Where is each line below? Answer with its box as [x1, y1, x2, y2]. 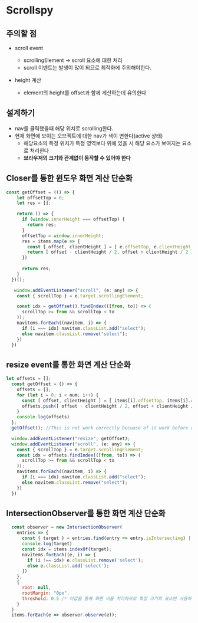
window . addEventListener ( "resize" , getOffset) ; [11, 435, 131, 441]
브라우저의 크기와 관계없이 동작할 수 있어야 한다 [23, 154, 131, 161]
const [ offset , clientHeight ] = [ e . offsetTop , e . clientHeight [27, 244, 192, 250]
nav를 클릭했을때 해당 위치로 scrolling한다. [14, 124, 114, 132]
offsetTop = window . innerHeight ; [21, 232, 104, 239]
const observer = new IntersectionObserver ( [11, 524, 123, 530]
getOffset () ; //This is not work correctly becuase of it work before [11, 425, 189, 431]
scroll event [14, 45, 43, 51]
